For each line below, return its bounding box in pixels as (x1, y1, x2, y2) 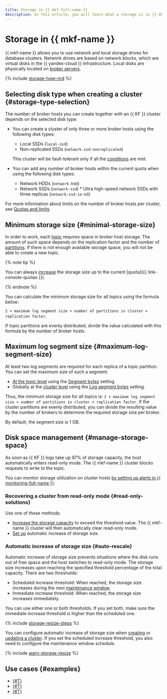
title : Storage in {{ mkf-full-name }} (5, 7, 88, 12)
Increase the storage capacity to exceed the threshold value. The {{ (12, 519, 151, 525)
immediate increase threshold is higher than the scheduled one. (5, 611, 136, 617)
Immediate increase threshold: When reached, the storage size (12, 590, 142, 596)
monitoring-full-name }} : (5, 480, 56, 486)
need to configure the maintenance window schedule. (5, 641, 116, 647)
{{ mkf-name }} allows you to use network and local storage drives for (5, 50, 149, 56)
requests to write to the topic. (5, 465, 66, 471)
